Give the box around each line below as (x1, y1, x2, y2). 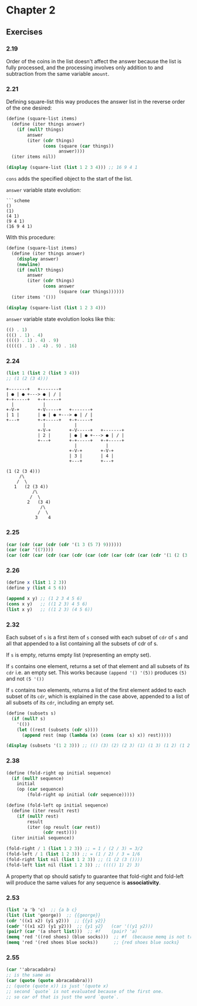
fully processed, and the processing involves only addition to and (6, 64, 164, 71)
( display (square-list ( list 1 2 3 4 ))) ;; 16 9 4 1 (6, 165, 138, 171)
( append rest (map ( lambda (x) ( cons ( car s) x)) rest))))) (21, 732, 172, 738)
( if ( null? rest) (16, 813, 59, 819)
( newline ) (16, 262, 41, 267)
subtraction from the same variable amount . (6, 70, 110, 77)
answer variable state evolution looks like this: (6, 315, 116, 323)
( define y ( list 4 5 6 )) (6, 585, 67, 591)
